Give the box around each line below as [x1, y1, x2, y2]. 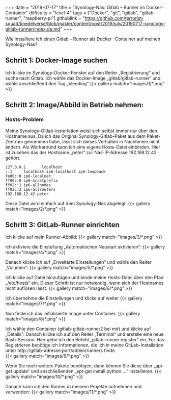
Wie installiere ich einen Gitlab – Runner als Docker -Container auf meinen [5, 36, 160, 42]
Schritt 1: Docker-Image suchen [5, 56, 108, 65]
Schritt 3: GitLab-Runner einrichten [5, 220, 120, 229]
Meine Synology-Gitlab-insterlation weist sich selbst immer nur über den [5, 128, 158, 134]
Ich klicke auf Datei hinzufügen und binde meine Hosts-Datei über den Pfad [5, 274, 164, 281]
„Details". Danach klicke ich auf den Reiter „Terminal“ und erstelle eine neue [5, 331, 164, 337]
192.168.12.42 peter [5, 191, 49, 196]
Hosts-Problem [5, 116, 44, 123]
